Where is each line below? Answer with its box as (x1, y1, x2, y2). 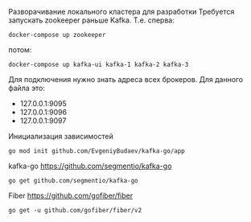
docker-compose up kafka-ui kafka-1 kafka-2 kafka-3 (8, 60, 189, 68)
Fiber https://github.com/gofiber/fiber (8, 191, 134, 200)
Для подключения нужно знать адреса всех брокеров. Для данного (8, 75, 244, 84)
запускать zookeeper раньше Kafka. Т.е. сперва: (8, 15, 175, 25)
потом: (8, 45, 32, 55)
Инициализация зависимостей (8, 132, 114, 141)
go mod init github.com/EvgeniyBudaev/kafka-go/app (8, 147, 185, 155)
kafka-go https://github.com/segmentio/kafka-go (8, 161, 172, 171)
